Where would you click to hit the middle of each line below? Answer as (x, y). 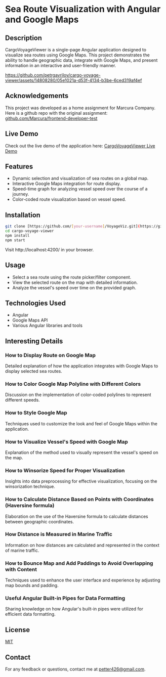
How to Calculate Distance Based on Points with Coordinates (80, 499)
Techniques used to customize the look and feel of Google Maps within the (81, 423)
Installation (23, 215)
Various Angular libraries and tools (47, 325)
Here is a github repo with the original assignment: (56, 113)
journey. (21, 194)
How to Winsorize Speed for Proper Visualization (65, 470)
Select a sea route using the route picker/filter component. (72, 277)
